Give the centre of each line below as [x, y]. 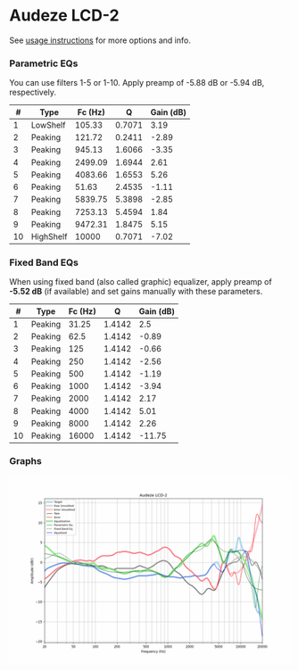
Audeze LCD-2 [64, 16]
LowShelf [48, 125]
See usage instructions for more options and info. [100, 40]
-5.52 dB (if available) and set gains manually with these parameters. [136, 292]
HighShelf [49, 236]
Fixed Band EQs [44, 262]
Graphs [25, 461]
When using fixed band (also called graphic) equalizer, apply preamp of [141, 282]
